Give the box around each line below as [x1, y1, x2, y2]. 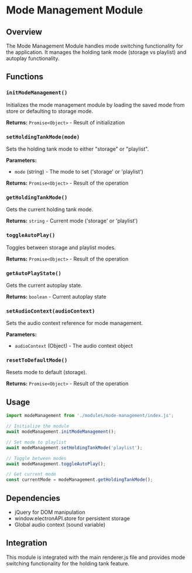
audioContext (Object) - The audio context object [14, 343, 133, 350]
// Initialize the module [6, 423, 69, 429]
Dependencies [6, 493, 60, 503]
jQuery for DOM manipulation [14, 508, 85, 516]
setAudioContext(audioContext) [6, 307, 95, 314]
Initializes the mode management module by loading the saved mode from [6, 101, 185, 109]
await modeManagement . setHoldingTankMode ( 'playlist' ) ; [6, 445, 143, 450]
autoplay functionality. [6, 55, 60, 62]
